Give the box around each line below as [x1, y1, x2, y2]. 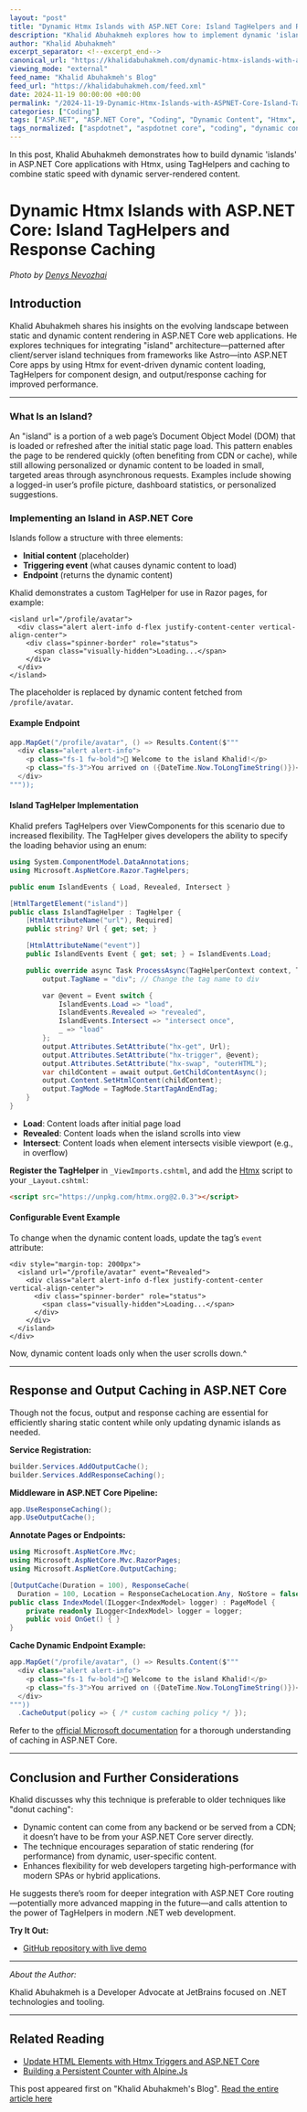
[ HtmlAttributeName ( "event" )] [26, 941, 142, 951]
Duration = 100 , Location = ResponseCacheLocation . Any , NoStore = [17, 1589, 276, 1598]
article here [9, 2093, 53, 2104]
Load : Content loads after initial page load [22, 1117, 181, 1129]
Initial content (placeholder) [22, 550, 130, 561]
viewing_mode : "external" [9, 65, 108, 74]
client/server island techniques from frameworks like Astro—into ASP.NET [9, 349, 288, 360]
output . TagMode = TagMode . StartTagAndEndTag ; [42, 1084, 219, 1093]
